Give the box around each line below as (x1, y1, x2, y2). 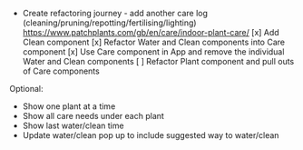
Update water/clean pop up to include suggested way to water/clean (22, 130, 279, 140)
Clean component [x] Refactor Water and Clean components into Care (22, 36, 286, 47)
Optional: (9, 84, 44, 94)
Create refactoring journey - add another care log (22, 8, 209, 18)
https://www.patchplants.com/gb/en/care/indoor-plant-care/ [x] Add (22, 27, 279, 37)
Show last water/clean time (22, 120, 124, 131)
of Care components (22, 65, 100, 76)
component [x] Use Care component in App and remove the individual (22, 46, 285, 57)
